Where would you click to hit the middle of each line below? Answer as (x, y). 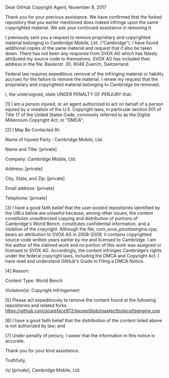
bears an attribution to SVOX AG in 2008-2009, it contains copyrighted (78, 234)
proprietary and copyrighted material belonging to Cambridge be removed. (82, 84)
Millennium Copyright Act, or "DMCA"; (45, 120)
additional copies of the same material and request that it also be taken (79, 48)
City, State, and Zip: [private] (35, 178)
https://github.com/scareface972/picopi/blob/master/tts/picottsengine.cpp (82, 311)
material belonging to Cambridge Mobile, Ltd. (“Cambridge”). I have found (82, 43)
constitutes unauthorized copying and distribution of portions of (71, 218)
